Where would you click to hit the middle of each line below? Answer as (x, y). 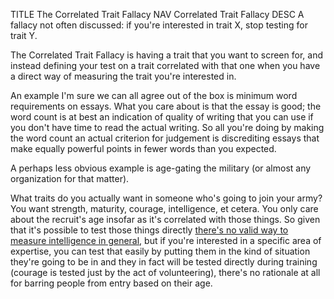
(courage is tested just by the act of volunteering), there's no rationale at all (165, 272)
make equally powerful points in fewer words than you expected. (143, 148)
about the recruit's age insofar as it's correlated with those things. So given (165, 219)
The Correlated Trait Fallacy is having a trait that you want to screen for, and (166, 55)
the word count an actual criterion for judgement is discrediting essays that (165, 138)
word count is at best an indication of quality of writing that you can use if (162, 117)
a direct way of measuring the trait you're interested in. (123, 76)
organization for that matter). (70, 178)
